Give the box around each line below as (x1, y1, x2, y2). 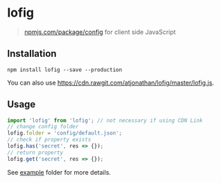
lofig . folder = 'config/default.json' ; (7, 130, 123, 137)
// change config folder (7, 123, 79, 130)
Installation (7, 48, 57, 60)
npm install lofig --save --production (7, 66, 123, 73)
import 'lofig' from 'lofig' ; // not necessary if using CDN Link (7, 116, 203, 124)
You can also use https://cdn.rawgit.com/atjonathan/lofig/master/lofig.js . (7, 78, 215, 87)
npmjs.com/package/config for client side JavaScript (24, 28, 176, 36)
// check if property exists (7, 137, 91, 143)
